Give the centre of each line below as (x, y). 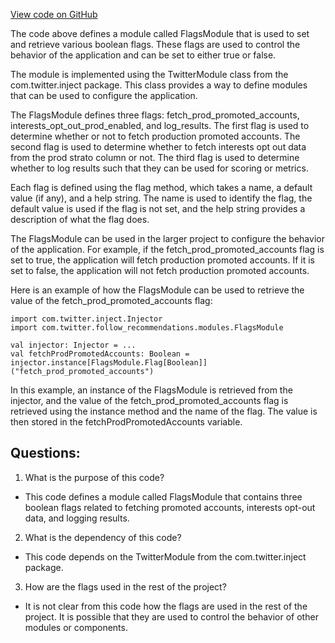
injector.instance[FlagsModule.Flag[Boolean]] (109, 363)
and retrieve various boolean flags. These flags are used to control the (155, 44)
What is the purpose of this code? (94, 477)
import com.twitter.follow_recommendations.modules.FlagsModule (147, 328)
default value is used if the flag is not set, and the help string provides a (158, 208)
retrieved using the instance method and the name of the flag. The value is (164, 411)
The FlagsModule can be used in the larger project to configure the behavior (167, 238)
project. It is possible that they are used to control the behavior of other (171, 616)
